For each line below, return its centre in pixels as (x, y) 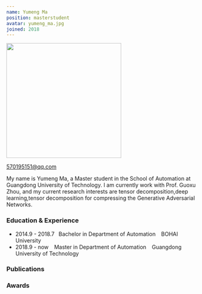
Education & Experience (43, 221)
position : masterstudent (38, 18)
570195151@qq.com (32, 167)
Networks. (19, 205)
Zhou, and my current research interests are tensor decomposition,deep (97, 192)
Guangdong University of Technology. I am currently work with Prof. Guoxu (101, 185)
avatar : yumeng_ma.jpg (35, 23)
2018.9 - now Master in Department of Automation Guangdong (98, 247)
